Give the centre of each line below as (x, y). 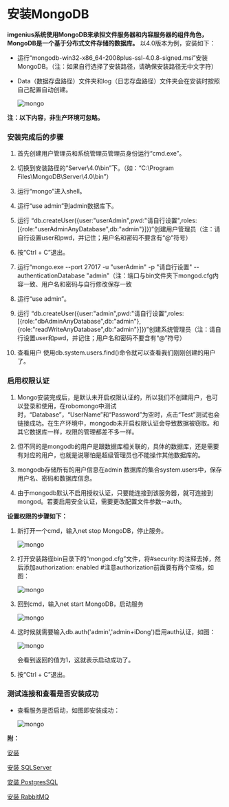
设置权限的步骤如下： (37, 516)
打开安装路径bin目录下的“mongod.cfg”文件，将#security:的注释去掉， (116, 558)
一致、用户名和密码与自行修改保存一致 (77, 284)
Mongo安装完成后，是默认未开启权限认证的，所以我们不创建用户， (111, 397)
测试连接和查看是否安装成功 (53, 694)
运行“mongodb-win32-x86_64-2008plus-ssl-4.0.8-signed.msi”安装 (112, 57)
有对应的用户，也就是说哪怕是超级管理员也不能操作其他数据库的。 (110, 454)
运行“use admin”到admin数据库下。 (67, 206)
